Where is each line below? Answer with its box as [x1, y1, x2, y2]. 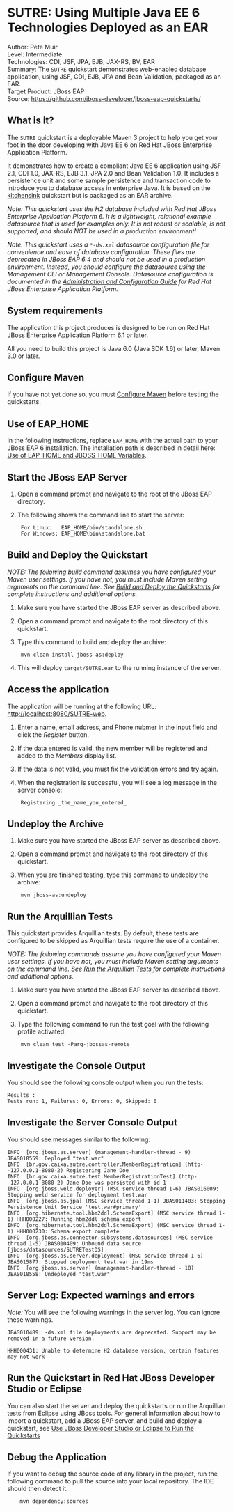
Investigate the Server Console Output [7, 1116, 177, 1129]
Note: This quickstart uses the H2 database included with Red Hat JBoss [7, 204, 217, 213]
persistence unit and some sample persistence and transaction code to [7, 176, 211, 185]
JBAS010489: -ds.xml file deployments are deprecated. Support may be [7, 1329, 216, 1336]
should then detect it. [7, 1485, 68, 1493]
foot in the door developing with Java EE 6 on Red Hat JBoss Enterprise [7, 141, 213, 149]
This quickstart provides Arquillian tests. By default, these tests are [7, 929, 200, 937]
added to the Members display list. [17, 751, 117, 760]
